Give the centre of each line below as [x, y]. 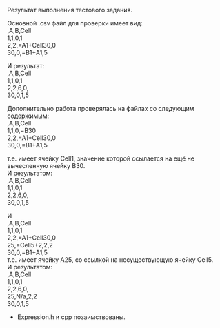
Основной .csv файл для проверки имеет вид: [75, 23]
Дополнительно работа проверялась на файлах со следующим [101, 109]
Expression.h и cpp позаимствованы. [71, 317]
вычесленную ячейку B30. [46, 166]
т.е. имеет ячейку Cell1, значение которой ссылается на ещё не [101, 158]
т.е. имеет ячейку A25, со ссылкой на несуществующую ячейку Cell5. [110, 260]
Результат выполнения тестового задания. [70, 10]
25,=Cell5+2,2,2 [30, 245]
